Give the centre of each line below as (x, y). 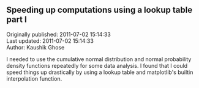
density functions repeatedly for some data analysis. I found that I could (97, 65)
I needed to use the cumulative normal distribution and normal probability (99, 59)
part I (17, 20)
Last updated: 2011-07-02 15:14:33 (50, 41)
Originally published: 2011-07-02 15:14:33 (59, 34)
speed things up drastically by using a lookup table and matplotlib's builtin (100, 72)
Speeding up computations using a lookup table (99, 10)
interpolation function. (34, 78)
